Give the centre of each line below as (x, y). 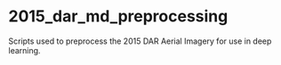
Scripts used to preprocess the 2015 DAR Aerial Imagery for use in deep (140, 41)
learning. (24, 50)
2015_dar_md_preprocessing (118, 16)
